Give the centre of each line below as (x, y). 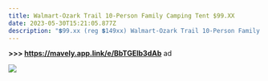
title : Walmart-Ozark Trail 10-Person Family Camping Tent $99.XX (122, 16)
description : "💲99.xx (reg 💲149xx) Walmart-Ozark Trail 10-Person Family (134, 30)
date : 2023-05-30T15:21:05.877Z (62, 23)
